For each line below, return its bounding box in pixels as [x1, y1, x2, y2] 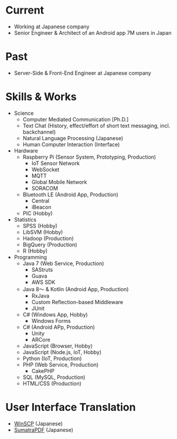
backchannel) [22, 128, 56, 136]
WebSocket [31, 166, 60, 173]
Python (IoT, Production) [22, 355, 82, 362]
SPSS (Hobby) [22, 222, 58, 229]
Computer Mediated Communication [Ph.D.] [22, 115, 129, 123]
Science [13, 110, 34, 117]
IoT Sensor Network [31, 160, 80, 167]
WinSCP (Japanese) [13, 420, 63, 427]
